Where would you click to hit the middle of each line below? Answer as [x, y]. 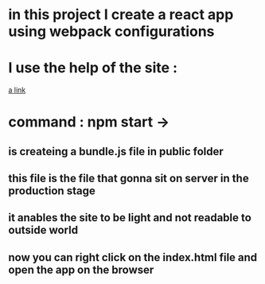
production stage [52, 191]
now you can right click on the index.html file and [133, 257]
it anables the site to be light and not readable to [130, 218]
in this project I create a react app [121, 15]
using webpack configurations [111, 31]
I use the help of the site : [93, 68]
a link [17, 90]
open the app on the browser [81, 269]
